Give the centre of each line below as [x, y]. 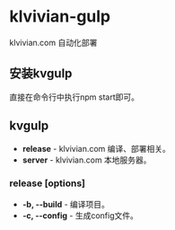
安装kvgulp [41, 74]
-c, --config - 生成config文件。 [80, 215]
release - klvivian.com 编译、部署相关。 [96, 148]
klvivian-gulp [60, 17]
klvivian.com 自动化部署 [53, 42]
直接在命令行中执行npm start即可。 [74, 97]
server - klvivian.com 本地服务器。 [87, 160]
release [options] [48, 183]
